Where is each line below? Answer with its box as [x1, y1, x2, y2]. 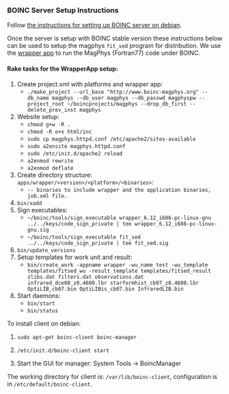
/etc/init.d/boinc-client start [16, 347, 109, 354]
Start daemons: [16, 291, 61, 299]
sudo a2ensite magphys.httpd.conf [27, 143, 126, 149]
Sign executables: [16, 206, 68, 214]
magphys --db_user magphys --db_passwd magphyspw [51, 95, 196, 101]
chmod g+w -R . [27, 121, 70, 128]
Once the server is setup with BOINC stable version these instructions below [7, 34, 223, 42]
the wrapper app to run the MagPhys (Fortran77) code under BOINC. [7, 49, 200, 57]
